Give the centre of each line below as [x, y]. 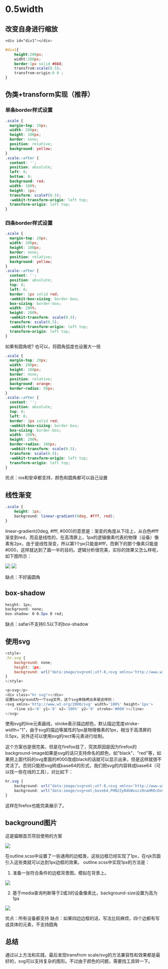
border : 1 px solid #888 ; [39, 64]
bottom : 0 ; [21, 177]
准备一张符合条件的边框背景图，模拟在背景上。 [60, 873]
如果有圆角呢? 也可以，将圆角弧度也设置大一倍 [53, 346]
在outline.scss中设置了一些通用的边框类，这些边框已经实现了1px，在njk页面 [83, 856]
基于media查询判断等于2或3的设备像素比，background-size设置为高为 [85, 893]
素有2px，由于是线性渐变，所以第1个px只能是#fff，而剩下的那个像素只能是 [82, 543]
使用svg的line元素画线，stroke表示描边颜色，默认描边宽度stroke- [72, 724]
